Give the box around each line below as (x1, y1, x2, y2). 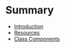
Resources (13, 29, 40, 36)
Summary (5, 4, 54, 17)
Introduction (13, 23, 44, 30)
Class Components (13, 35, 60, 42)
